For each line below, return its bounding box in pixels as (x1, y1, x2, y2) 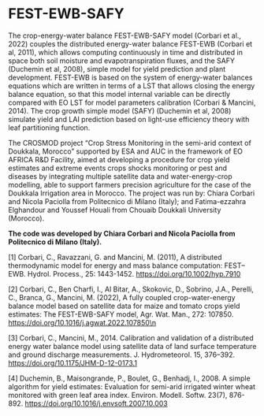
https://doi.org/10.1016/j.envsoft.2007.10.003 (24, 399, 168, 408)
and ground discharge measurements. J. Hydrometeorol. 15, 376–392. (8, 350, 236, 359)
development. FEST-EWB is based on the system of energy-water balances (8, 72, 253, 82)
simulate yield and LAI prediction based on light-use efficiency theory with (8, 114, 250, 124)
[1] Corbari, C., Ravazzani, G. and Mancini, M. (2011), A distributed (8, 252, 222, 262)
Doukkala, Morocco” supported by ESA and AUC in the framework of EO (8, 147, 243, 156)
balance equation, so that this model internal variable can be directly (8, 89, 231, 98)
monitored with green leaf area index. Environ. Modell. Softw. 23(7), (8, 390, 228, 399)
